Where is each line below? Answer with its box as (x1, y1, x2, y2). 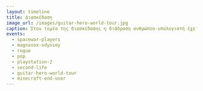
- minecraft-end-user (11, 75, 66, 81)
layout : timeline (6, 8, 50, 15)
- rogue (11, 48, 31, 54)
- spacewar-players (11, 37, 61, 43)
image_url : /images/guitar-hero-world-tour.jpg (6, 20, 129, 26)
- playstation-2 (11, 59, 53, 65)
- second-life (11, 64, 47, 71)
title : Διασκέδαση (6, 14, 53, 20)
